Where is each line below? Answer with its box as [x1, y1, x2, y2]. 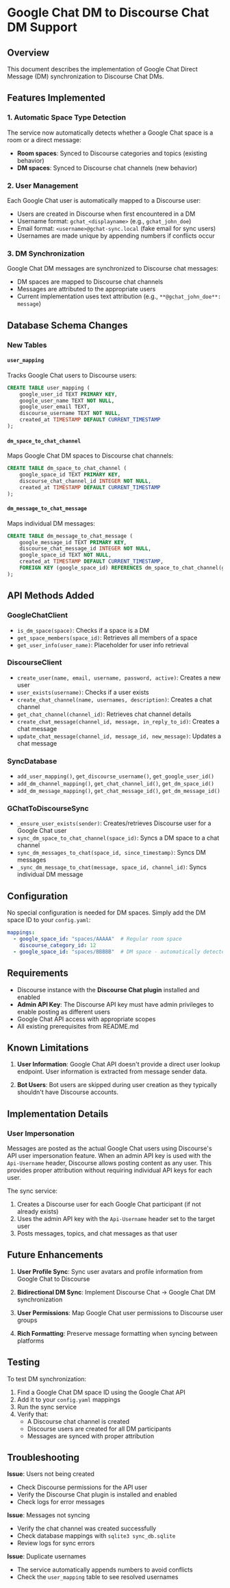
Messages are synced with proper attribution [27, 1431, 155, 1440]
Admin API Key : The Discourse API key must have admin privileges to [16, 1000, 214, 1008]
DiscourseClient [7, 658, 62, 667]
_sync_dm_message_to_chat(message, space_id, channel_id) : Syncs [16, 863, 207, 871]
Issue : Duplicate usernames [7, 1552, 87, 1561]
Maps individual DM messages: [7, 519, 96, 527]
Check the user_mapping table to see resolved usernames [16, 1573, 179, 1581]
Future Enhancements [7, 1249, 104, 1261]
